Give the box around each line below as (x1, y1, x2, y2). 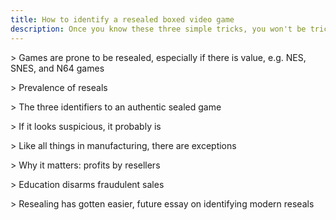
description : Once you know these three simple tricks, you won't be (10, 24, 307, 34)
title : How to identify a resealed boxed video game (10, 14, 235, 25)
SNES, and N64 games (10, 62, 105, 74)
